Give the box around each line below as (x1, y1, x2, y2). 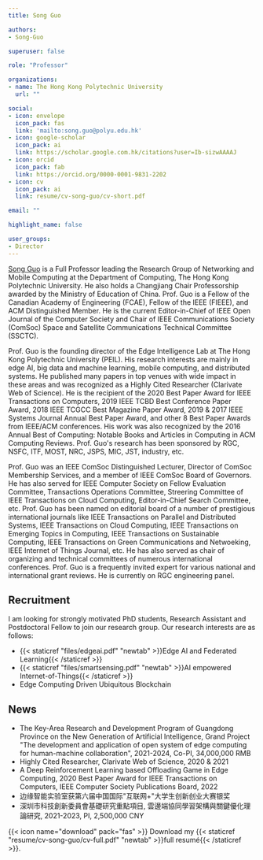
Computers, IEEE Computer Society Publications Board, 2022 (19, 782, 218, 791)
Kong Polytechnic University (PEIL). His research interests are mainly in (8, 354, 239, 364)
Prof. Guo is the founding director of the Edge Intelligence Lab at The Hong (8, 346, 250, 355)
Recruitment (8, 594, 71, 607)
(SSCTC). (8, 331, 39, 340)
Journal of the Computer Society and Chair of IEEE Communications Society (8, 314, 255, 324)
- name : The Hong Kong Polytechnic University (8, 83, 163, 91)
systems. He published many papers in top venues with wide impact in (8, 371, 237, 380)
